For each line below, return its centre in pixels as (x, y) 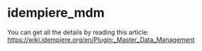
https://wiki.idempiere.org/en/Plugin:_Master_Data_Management (101, 39)
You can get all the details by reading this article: (78, 32)
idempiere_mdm (56, 13)
